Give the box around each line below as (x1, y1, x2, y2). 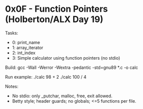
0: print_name (12, 39, 41, 45)
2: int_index (12, 50, 36, 56)
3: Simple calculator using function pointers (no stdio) (12, 55, 121, 61)
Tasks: (5, 30, 19, 36)
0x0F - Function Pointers (5, 3, 108, 15)
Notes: (5, 83, 19, 89)
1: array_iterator (12, 44, 43, 50)
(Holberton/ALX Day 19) (5, 14, 103, 25)
